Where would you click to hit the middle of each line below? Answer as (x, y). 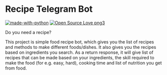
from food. (16, 68)
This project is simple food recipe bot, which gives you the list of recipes (80, 42)
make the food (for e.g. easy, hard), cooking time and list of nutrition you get (83, 63)
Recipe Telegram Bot (49, 9)
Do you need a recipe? (28, 32)
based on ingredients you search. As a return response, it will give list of (79, 52)
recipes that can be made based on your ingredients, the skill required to (80, 57)
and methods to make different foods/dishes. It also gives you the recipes (81, 47)
